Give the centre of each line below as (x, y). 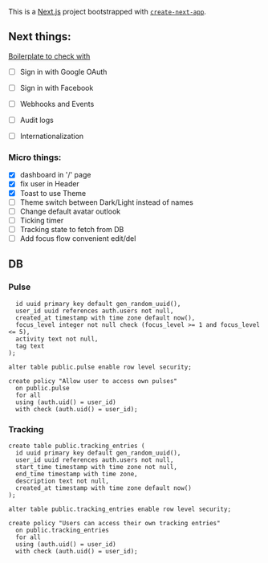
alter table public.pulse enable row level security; (100, 367)
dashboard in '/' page (55, 175)
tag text (30, 346)
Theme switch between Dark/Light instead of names (107, 202)
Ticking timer (42, 220)
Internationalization (52, 137)
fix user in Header (50, 184)
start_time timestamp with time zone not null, (97, 467)
